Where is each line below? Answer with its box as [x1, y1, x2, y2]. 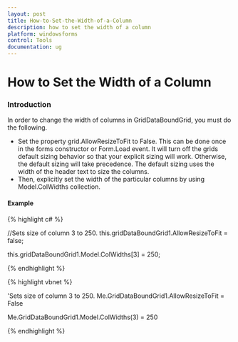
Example [7, 199, 34, 207]
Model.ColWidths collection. [17, 182, 101, 191]
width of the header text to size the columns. [17, 167, 150, 176]
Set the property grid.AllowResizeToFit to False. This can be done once [17, 137, 227, 146]
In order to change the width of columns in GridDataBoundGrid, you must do [7, 115, 232, 125]
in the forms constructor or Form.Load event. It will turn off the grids [17, 145, 219, 153]
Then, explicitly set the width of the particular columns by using [17, 175, 205, 184]
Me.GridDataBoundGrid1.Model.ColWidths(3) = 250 [7, 313, 158, 321]
